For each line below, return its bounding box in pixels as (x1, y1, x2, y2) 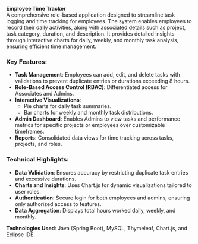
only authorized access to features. (14, 200, 102, 207)
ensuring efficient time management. (6, 43, 97, 50)
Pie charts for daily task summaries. (23, 103, 112, 110)
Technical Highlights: (6, 156, 70, 164)
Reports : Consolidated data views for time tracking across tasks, (14, 134, 174, 141)
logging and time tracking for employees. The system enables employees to (6, 18, 192, 24)
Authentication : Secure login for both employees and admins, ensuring (14, 194, 190, 201)
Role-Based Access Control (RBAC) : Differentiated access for (14, 84, 168, 91)
